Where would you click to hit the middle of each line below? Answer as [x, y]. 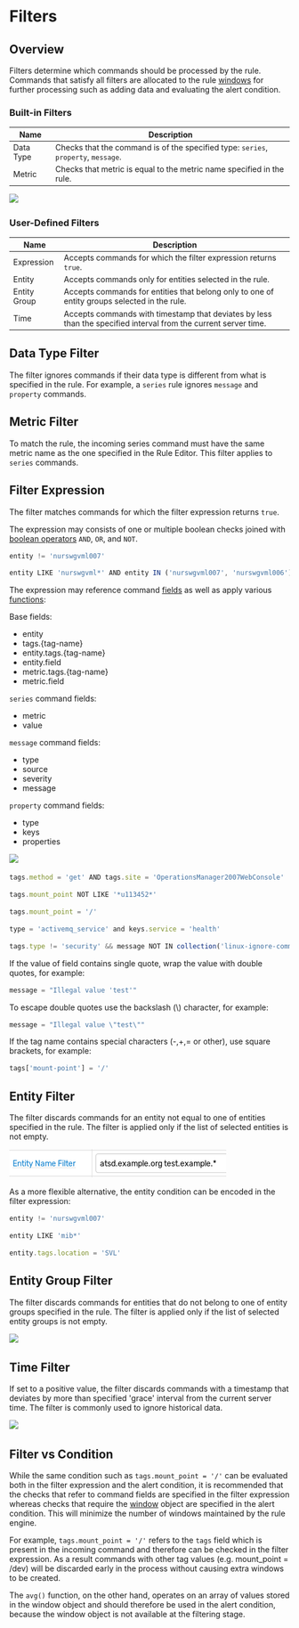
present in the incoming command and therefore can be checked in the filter [149, 1550]
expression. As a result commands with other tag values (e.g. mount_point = [149, 1559]
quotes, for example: [47, 973]
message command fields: [55, 743]
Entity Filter [42, 1096]
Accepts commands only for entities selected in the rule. [166, 280]
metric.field [43, 681]
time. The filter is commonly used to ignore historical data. [116, 1408]
